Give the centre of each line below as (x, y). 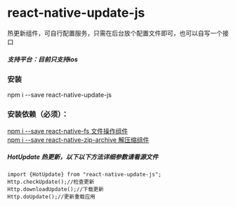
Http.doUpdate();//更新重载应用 (52, 197)
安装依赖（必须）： (38, 115)
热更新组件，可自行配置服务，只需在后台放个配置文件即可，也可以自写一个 (115, 33)
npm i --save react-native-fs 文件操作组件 (68, 131)
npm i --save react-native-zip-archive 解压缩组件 (78, 140)
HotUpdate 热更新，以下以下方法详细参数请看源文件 (83, 157)
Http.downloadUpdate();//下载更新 (55, 189)
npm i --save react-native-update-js (60, 95)
